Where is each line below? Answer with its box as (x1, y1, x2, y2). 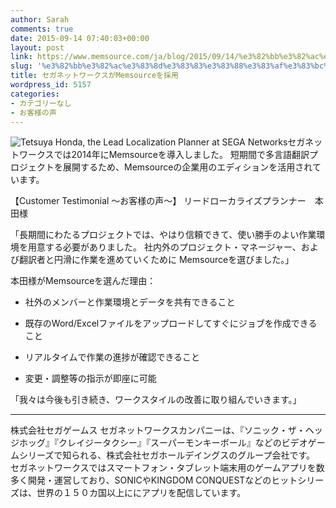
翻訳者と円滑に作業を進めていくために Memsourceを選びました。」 (18, 254, 295, 266)
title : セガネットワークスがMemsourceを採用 (10, 71, 179, 81)
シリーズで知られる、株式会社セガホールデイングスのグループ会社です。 (18, 449, 316, 461)
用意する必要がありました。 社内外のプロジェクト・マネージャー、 (27, 241, 302, 253)
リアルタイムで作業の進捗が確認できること (24, 351, 201, 363)
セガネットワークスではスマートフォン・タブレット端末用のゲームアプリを (10, 462, 317, 474)
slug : (10, 61, 33, 71)
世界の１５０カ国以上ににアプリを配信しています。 (36, 487, 247, 499)
